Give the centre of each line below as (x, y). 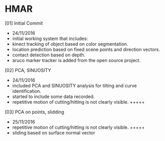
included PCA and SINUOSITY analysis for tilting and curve (74, 86)
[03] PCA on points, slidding (35, 112)
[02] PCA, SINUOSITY (28, 70)
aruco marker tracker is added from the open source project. (76, 60)
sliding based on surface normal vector (54, 133)
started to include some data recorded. (54, 96)
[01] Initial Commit (24, 23)
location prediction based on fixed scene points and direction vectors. (86, 49)
